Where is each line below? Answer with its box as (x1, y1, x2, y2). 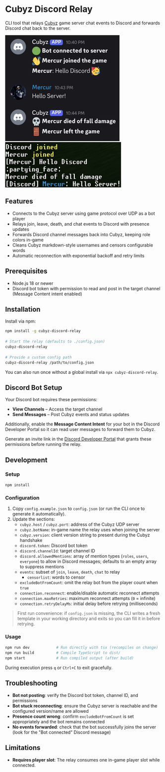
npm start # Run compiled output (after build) (5, 656, 134, 661)
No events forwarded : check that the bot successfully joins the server (12, 724, 157, 730)
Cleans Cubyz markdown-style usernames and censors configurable (12, 242, 154, 248)
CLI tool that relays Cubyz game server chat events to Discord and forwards (5, 20, 160, 26)
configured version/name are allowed (12, 708, 89, 714)
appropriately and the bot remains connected (12, 718, 105, 724)
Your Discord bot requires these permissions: (5, 397, 98, 403)
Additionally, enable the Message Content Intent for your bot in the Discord (5, 421, 160, 427)
